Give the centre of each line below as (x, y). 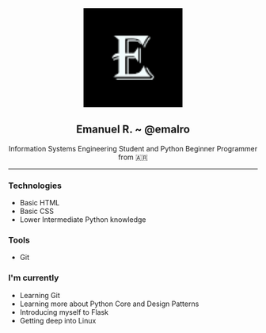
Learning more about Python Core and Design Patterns (109, 304)
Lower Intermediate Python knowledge (83, 220)
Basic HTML (40, 203)
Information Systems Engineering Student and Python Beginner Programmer (133, 148)
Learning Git (40, 295)
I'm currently (34, 278)
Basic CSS (36, 211)
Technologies (35, 186)
